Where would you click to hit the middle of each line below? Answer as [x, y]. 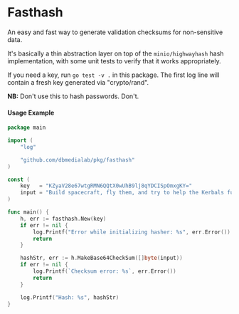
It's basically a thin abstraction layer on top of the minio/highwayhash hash [116, 53]
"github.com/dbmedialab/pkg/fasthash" [78, 160]
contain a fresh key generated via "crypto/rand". [78, 82]
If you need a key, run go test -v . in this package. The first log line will [113, 75]
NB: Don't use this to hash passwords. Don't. [73, 96]
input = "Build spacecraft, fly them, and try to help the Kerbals [122, 193]
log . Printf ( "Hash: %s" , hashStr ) [70, 297]
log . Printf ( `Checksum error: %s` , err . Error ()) [105, 271]
